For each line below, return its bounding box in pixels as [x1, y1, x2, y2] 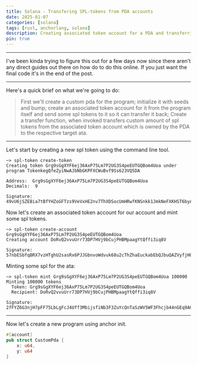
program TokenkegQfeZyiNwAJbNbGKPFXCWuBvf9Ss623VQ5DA [6, 168, 141, 174]
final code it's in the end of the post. [6, 70, 94, 77]
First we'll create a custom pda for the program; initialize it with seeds [20, 98, 189, 105]
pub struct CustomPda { [6, 337, 64, 343]
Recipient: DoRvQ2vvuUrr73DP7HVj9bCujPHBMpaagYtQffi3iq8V [11, 289, 157, 295]
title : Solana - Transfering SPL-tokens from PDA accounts [6, 8, 154, 15]
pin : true [6, 36, 30, 42]
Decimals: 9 [6, 183, 38, 189]
